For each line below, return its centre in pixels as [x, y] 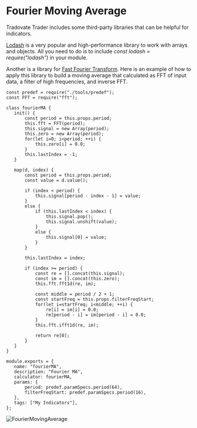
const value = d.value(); [56, 180]
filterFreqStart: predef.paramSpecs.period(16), [85, 392]
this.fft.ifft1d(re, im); [67, 325]
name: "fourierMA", [38, 367]
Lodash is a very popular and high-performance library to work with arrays [97, 45]
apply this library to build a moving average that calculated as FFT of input [96, 75]
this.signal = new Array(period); [67, 128]
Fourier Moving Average [66, 11]
